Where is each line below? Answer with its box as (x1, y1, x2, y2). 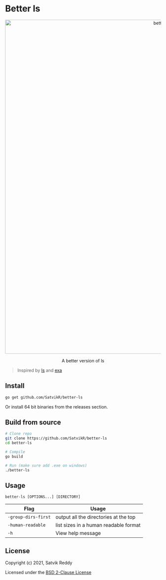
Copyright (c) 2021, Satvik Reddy (5, 560, 73, 566)
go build (5, 454, 23, 459)
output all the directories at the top (55, 514, 136, 521)
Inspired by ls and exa (17, 367, 62, 373)
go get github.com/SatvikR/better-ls (5, 395, 83, 400)
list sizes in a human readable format (55, 522, 141, 528)
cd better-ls (5, 441, 32, 446)
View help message (55, 530, 101, 537)
